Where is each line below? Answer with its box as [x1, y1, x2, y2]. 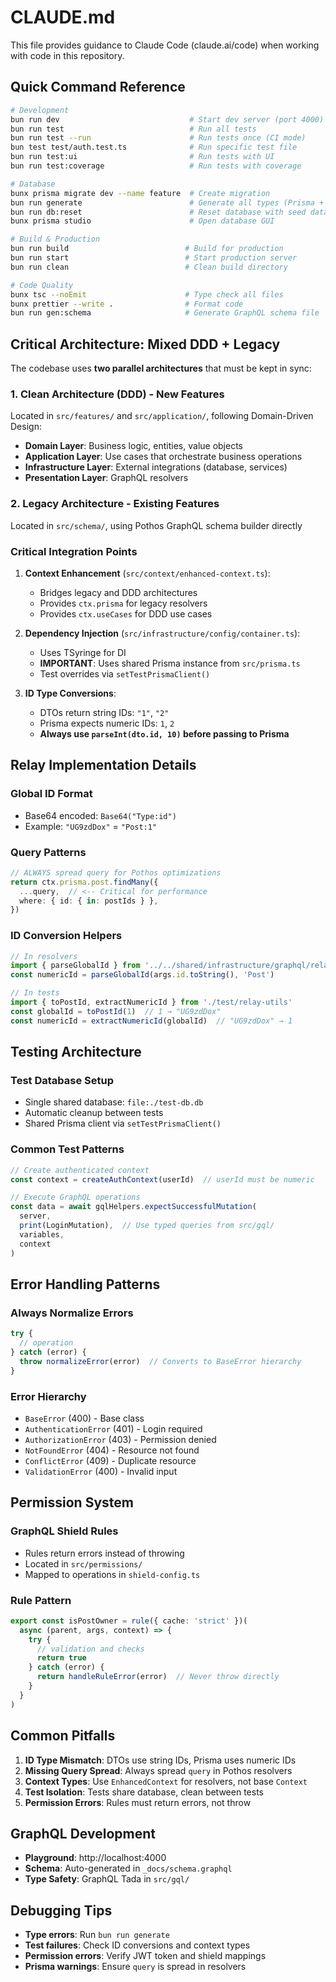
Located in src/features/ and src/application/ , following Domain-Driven [10, 410, 314, 422]
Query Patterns [10, 845, 87, 859]
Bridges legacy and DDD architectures [39, 586, 198, 598]
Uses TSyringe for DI [39, 646, 127, 658]
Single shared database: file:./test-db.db [24, 1096, 204, 1108]
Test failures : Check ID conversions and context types [24, 1939, 251, 1951]
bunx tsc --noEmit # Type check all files [10, 289, 284, 300]
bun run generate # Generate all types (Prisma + [10, 197, 325, 208]
